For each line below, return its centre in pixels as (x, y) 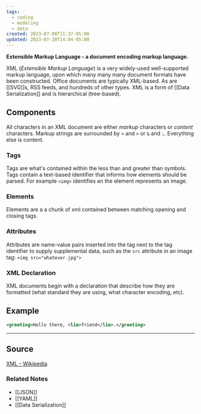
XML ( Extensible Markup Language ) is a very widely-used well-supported (98, 68)
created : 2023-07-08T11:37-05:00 (48, 34)
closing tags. (22, 216)
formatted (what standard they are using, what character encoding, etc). (95, 292)
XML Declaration (31, 273)
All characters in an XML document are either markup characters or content (100, 127)
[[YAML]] (26, 398)
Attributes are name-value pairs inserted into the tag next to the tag (89, 244)
